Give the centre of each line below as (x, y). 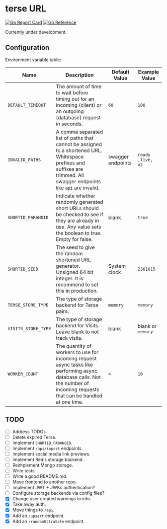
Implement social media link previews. (51, 454)
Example (148, 72)
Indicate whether (76, 196)
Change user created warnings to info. (52, 499)
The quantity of (74, 346)
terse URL (26, 9)
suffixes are (70, 169)
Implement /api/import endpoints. (47, 448)
